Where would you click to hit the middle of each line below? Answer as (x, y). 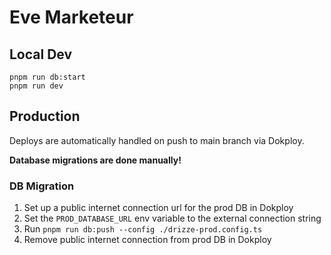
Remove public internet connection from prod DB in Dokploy (147, 240)
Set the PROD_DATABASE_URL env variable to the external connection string (172, 218)
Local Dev (41, 54)
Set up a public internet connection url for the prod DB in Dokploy (158, 208)
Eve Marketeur (71, 17)
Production (45, 116)
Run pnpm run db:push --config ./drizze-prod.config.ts (143, 229)
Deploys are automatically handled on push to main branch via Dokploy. (157, 140)
